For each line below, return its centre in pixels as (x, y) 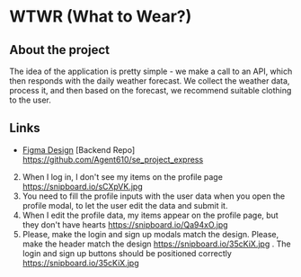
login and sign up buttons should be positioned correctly (127, 253)
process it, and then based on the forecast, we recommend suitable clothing (150, 90)
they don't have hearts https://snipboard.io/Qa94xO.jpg (125, 224)
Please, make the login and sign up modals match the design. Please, (150, 234)
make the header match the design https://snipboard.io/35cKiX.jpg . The (156, 244)
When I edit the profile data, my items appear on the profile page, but (150, 215)
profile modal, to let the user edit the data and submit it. (125, 205)
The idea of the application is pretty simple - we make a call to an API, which (151, 71)
